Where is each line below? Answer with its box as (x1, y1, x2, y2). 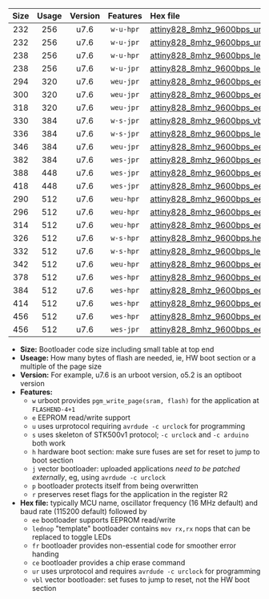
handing (31, 549, 59, 559)
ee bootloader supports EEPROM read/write (31, 515, 176, 524)
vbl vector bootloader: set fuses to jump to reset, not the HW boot (31, 575, 251, 585)
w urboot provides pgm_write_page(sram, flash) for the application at (31, 396, 259, 405)
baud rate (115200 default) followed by (19, 507, 147, 516)
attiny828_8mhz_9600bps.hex (150, 233, 267, 243)
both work (31, 438, 66, 448)
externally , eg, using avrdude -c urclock (31, 473, 167, 482)
